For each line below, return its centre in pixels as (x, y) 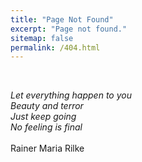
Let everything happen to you (71, 95)
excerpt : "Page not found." (69, 29)
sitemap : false (42, 38)
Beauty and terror (47, 106)
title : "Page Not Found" (62, 19)
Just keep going (43, 117)
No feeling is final (46, 127)
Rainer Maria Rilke (47, 148)
